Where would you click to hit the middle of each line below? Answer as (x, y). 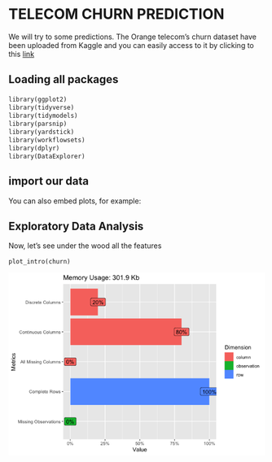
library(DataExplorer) (47, 156)
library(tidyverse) (42, 107)
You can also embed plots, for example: (75, 201)
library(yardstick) (42, 132)
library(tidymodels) (44, 115)
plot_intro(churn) (39, 262)
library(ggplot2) (38, 99)
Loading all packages (64, 79)
